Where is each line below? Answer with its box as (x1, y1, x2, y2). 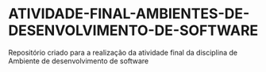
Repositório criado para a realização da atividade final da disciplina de (8, 47, 238, 57)
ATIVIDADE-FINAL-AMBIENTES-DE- (8, 5, 250, 23)
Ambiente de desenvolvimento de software (8, 56, 149, 66)
